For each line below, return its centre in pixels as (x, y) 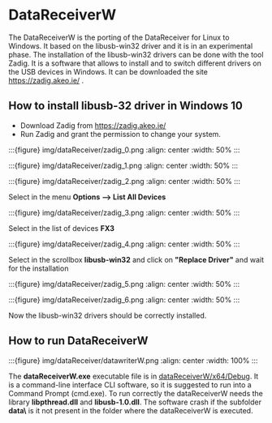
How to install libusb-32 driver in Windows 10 (126, 106)
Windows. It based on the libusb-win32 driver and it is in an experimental (131, 45)
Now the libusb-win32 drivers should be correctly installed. (108, 315)
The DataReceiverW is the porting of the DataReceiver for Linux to (119, 37)
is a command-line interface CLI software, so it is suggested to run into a (130, 385)
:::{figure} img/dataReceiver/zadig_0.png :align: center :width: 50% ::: (124, 150)
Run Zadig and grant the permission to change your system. (121, 134)
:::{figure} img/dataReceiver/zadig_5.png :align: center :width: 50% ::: (124, 284)
